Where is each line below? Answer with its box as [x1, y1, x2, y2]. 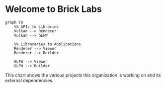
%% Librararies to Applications [14, 41, 81, 47]
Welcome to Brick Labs [5, 3, 102, 15]
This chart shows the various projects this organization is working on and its [5, 72, 161, 78]
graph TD [5, 20, 23, 25]
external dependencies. [5, 77, 54, 83]
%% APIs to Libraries [14, 24, 59, 29]
